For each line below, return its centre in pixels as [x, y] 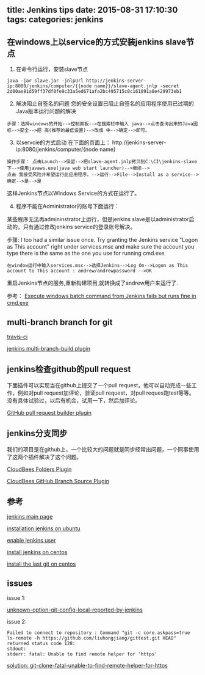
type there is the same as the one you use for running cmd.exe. [87, 254]
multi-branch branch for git [60, 322]
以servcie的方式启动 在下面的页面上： [63, 142]
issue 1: [16, 598]
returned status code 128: [41, 644]
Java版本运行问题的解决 [46, 111]
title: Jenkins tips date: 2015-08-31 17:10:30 [92, 10]
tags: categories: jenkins [55, 20]
